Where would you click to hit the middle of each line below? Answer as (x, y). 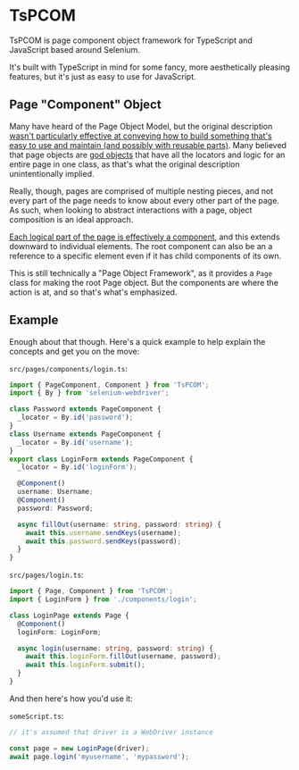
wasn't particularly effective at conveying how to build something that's (141, 136)
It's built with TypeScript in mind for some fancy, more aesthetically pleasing (149, 67)
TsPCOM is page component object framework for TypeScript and (131, 40)
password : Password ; (55, 508)
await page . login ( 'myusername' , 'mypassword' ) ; (100, 757)
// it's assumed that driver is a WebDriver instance (112, 732)
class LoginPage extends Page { (69, 615)
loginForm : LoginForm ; (59, 632)
